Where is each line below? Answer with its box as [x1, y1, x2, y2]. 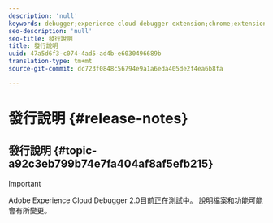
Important [8, 178, 41, 188]
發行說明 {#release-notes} [8, 109, 188, 127]
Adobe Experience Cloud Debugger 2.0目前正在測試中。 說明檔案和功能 [8, 195, 249, 205]
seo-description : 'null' [8, 27, 93, 35]
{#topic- [53, 144, 97, 158]
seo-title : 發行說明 [8, 34, 73, 43]
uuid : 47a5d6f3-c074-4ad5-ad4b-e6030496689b [8, 49, 162, 58]
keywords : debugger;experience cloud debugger [8, 19, 169, 28]
